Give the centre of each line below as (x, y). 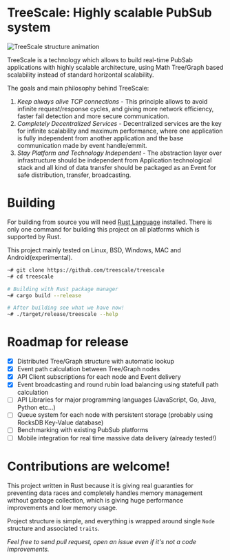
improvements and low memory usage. (62, 507)
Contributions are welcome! (88, 466)
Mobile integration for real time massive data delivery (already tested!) (117, 438)
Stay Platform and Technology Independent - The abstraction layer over (119, 153)
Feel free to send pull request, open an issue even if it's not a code (102, 541)
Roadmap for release (68, 342)
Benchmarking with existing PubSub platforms (83, 430)
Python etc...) (36, 408)
